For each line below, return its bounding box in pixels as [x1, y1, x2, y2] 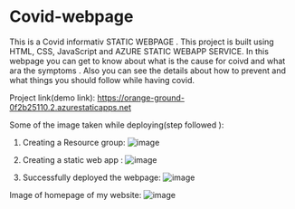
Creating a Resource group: [22, 137, 126, 147]
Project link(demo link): [9, 92, 96, 103]
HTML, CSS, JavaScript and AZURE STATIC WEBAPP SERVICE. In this [9, 45, 270, 56]
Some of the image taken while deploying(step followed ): [9, 119, 224, 130]
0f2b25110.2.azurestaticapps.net [9, 101, 131, 112]
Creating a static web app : [22, 154, 124, 165]
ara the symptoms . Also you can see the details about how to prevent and [9, 65, 287, 76]
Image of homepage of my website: [9, 189, 142, 200]
